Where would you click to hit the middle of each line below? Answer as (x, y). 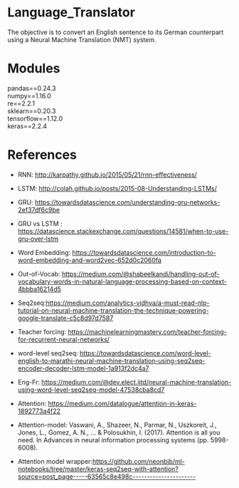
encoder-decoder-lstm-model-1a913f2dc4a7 (83, 368)
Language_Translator (71, 12)
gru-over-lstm (38, 239)
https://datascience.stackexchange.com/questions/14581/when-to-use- (123, 231)
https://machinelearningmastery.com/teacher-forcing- (147, 331)
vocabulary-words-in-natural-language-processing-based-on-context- (122, 281)
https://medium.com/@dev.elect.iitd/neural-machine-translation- (137, 382)
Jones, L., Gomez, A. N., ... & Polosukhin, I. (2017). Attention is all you (119, 432)
